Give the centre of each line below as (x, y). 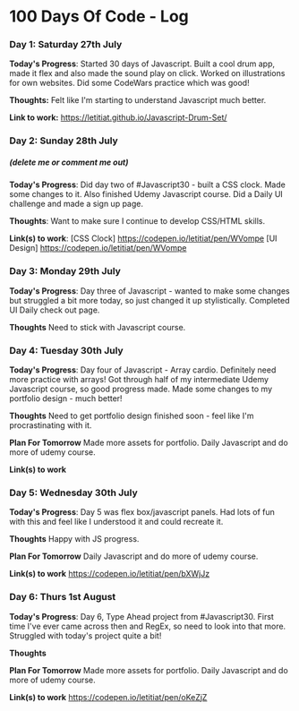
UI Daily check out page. (55, 310)
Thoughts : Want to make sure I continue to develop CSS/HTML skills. (137, 221)
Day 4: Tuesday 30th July (66, 350)
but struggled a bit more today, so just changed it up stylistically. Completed (149, 300)
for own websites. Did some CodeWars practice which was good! (129, 83)
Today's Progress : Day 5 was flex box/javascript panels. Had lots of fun (142, 512)
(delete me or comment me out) (69, 162)
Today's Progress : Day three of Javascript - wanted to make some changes (149, 291)
